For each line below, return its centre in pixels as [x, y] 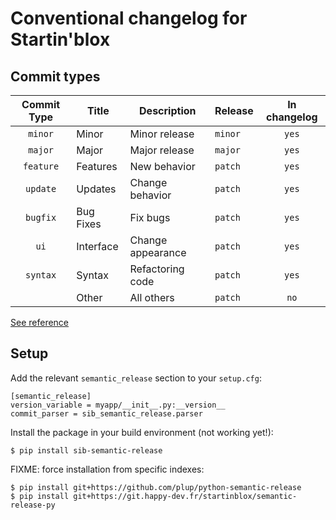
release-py [33, 505]
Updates [96, 189]
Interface [97, 246]
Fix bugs [150, 217]
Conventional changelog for [129, 18]
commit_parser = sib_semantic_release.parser [106, 413]
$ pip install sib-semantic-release [86, 450]
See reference [40, 322]
